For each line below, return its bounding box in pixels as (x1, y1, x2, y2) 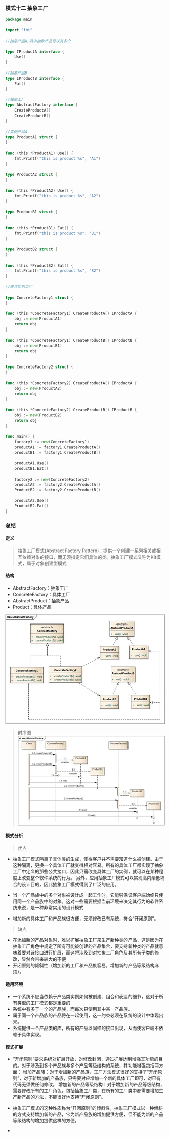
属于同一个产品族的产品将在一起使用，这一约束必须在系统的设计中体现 (12, 1012, 159, 1018)
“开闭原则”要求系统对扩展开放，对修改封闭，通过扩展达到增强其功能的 (12, 1056, 159, 1062)
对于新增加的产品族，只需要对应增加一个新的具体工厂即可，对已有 (23, 1075, 161, 1081)
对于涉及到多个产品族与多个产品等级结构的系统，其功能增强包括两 (21, 1062, 159, 1069)
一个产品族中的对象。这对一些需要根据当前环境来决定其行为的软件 (21, 898, 159, 904)
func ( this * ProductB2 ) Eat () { (5, 263, 73, 268)
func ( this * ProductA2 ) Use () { (5, 188, 73, 193)
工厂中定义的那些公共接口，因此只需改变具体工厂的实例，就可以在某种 (12, 868, 159, 875)
